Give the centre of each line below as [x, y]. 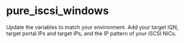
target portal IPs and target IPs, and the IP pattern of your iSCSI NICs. [91, 33]
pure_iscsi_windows [57, 11]
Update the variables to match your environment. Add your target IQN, [92, 27]
